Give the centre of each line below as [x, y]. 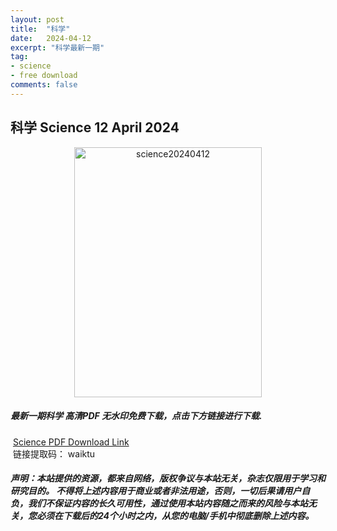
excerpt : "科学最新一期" [57, 47]
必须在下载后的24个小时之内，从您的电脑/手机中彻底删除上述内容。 [175, 516]
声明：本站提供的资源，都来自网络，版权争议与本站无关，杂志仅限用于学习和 [168, 478]
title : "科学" [40, 29]
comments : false [44, 85]
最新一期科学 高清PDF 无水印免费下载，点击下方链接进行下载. [136, 416]
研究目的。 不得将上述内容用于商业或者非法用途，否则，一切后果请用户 [156, 491]
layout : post [37, 19]
